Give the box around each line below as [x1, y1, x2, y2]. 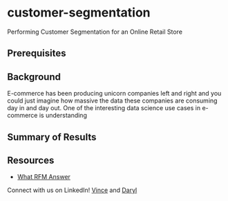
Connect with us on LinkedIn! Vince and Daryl [7, 186, 137, 194]
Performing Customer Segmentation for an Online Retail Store [7, 28, 183, 36]
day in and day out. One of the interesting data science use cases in [7, 104, 201, 112]
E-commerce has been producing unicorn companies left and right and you [7, 89, 222, 98]
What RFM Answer [17, 173, 71, 181]
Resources [7, 154, 55, 166]
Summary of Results [7, 131, 97, 142]
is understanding [39, 112, 88, 120]
